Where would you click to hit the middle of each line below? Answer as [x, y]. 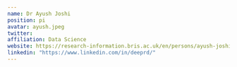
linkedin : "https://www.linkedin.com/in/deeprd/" [82, 53]
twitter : [20, 33]
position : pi [26, 20]
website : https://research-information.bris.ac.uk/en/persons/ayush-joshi [120, 46]
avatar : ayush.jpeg [36, 27]
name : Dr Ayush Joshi [39, 14]
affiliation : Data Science [47, 40]
